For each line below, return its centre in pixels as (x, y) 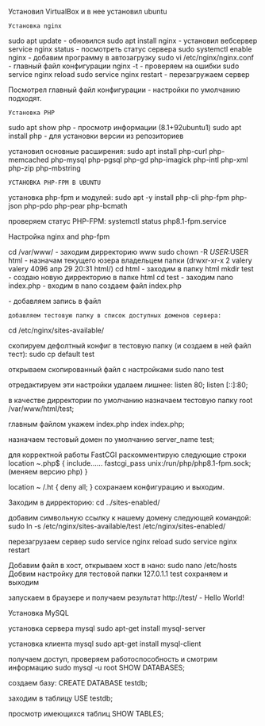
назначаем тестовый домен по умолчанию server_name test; (111, 439)
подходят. (25, 98)
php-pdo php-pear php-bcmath (75, 206)
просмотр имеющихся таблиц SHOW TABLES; (86, 714)
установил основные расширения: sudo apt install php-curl (108, 151)
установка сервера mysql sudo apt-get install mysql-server (107, 628)
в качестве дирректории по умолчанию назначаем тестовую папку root (131, 400)
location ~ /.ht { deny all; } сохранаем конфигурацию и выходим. (117, 487)
